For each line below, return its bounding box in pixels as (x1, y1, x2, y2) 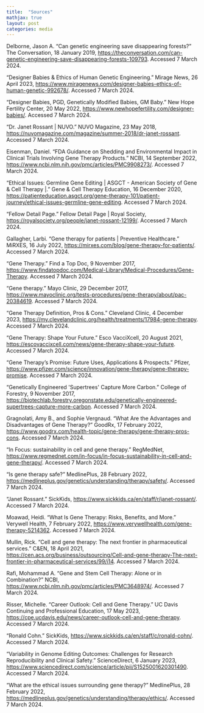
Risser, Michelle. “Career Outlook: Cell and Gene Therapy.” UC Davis (6, 601, 178, 608)
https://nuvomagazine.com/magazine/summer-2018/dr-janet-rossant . (6, 130, 181, 137)
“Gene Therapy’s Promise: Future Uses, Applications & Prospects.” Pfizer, (6, 359, 191, 366)
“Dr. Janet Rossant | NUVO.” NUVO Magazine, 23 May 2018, (6, 123, 157, 131)
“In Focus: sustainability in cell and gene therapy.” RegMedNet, (6, 446, 164, 454)
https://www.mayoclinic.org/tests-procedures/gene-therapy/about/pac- (6, 291, 187, 298)
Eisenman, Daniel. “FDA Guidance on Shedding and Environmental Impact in (6, 148, 197, 155)
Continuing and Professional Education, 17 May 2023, (6, 607, 141, 615)
